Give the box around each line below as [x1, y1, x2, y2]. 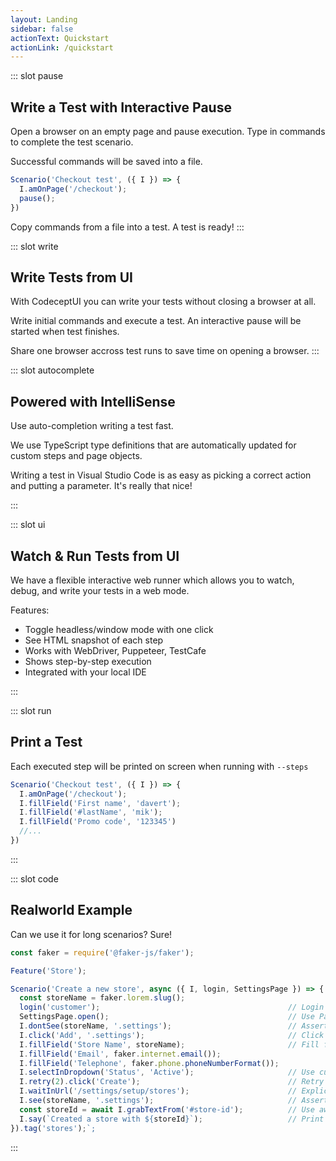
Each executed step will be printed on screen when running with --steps [10, 760, 309, 772]
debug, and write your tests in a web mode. [10, 585, 190, 596]
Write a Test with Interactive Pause [10, 99, 232, 116]
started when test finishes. [10, 326, 120, 338]
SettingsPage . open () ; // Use [19, 1012, 315, 1022]
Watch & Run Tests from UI [10, 547, 180, 565]
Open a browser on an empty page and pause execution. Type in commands [10, 126, 326, 138]
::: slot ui [10, 519, 46, 531]
